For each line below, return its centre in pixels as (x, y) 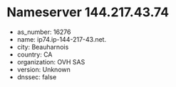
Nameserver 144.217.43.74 (88, 12)
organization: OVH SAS (51, 62)
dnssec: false (37, 77)
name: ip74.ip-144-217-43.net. (62, 39)
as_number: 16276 (44, 32)
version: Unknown (43, 69)
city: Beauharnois (43, 47)
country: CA (35, 54)
